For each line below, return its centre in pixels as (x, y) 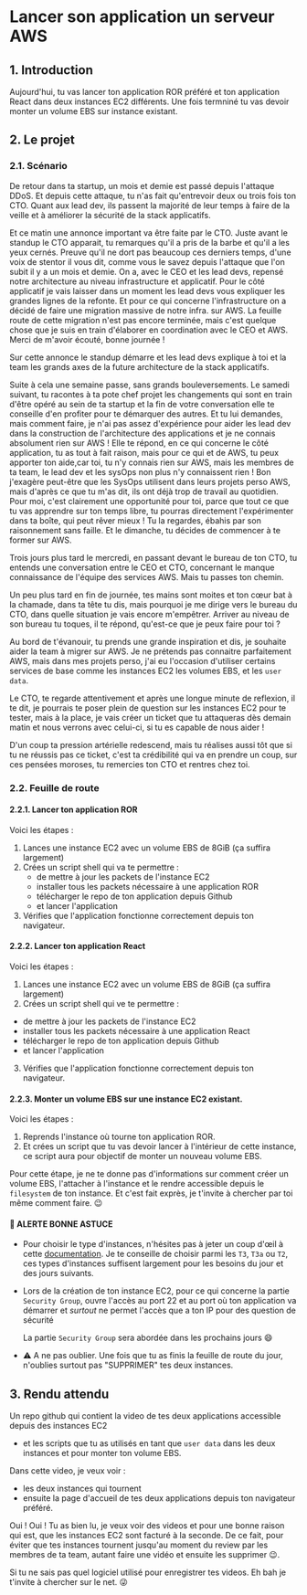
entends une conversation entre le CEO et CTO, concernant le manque (142, 567)
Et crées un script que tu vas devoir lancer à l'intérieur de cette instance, (159, 1146)
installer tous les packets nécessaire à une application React (136, 1031)
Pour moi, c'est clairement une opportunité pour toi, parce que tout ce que (149, 501)
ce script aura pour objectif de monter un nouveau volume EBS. (142, 1157)
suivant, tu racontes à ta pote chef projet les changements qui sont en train (151, 394)
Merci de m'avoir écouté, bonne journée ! (87, 339)
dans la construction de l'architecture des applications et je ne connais (143, 433)
